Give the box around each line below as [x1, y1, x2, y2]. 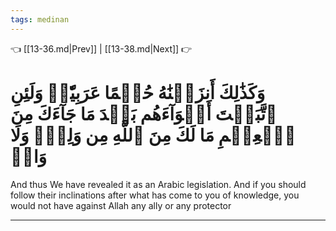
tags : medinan [10, 14, 70, 25]
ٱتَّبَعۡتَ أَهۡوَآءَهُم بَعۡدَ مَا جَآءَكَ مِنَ [10, 102, 278, 125]
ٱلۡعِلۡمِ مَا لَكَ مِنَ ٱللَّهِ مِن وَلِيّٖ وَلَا [10, 124, 297, 146]
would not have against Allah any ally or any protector [10, 199, 232, 211]
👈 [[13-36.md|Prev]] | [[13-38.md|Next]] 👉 [10, 42, 193, 55]
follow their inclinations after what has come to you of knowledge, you [10, 189, 300, 201]
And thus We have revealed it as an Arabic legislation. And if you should [10, 178, 307, 190]
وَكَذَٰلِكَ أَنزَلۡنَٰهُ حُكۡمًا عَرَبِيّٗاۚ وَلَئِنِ [10, 81, 266, 104]
